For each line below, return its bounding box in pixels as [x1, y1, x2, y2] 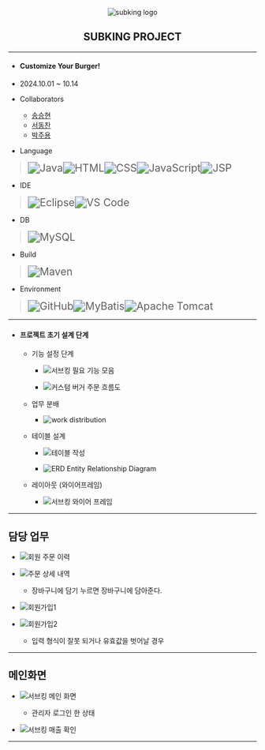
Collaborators [19, 95, 65, 104]
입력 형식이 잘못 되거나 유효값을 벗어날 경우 [31, 636, 164, 646]
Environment [19, 284, 62, 294]
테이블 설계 [31, 431, 65, 441]
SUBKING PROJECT [83, 30, 182, 43]
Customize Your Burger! [19, 62, 101, 71]
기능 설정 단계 [31, 349, 74, 358]
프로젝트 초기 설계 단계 [19, 330, 89, 339]
